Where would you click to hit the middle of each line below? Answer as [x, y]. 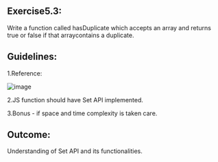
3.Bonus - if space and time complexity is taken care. [82, 113]
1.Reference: [25, 73]
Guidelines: [32, 57]
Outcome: [29, 135]
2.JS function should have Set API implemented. [75, 100]
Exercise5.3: [35, 11]
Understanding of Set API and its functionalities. [75, 151]
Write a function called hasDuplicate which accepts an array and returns [109, 27]
